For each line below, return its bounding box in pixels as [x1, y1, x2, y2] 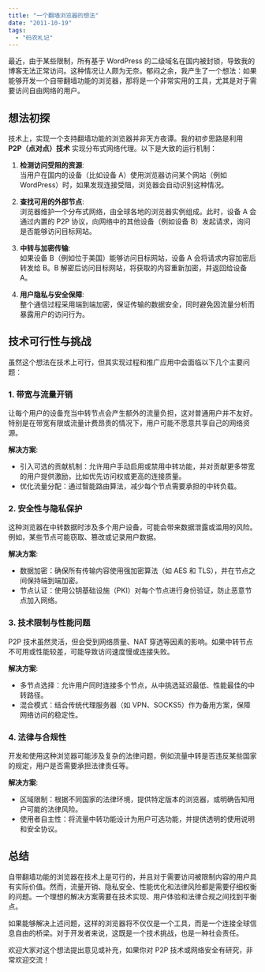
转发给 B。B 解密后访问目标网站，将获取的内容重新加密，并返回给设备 [19, 263, 247, 273]
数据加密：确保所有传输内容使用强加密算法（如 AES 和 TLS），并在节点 [19, 566, 249, 575]
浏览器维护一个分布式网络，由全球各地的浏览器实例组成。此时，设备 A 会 [19, 207, 257, 217]
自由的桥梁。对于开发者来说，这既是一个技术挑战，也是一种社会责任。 [14, 928, 243, 937]
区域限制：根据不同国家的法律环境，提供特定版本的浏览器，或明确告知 [19, 795, 248, 804]
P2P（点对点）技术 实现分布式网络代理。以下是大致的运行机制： [8, 144, 217, 153]
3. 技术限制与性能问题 [8, 617, 91, 628]
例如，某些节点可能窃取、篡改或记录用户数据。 [8, 533, 160, 542]
